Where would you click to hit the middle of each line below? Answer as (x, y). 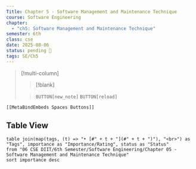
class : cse (20, 39)
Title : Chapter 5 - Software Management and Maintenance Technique (92, 12)
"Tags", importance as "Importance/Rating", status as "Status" (88, 145)
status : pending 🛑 (29, 51)
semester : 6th (24, 34)
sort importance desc (33, 160)
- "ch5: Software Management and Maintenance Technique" (84, 28)
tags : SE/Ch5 (22, 56)
